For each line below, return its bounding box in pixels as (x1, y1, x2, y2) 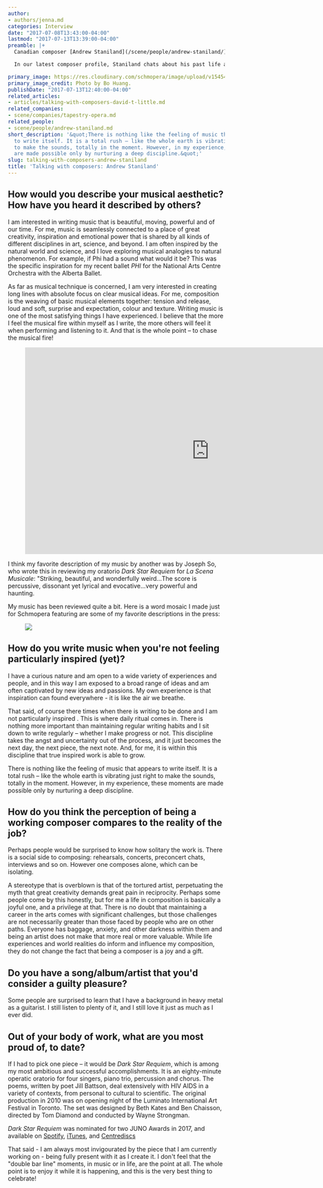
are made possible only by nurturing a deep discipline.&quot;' (14, 150, 202, 157)
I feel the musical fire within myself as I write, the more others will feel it (8, 318, 211, 327)
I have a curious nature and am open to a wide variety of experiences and (8, 671, 217, 679)
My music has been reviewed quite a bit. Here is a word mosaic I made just (8, 602, 220, 611)
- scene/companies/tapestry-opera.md (8, 112, 116, 119)
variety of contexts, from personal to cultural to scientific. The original (8, 1089, 207, 1097)
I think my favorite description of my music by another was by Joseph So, (8, 560, 217, 568)
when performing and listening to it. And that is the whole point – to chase (8, 326, 218, 334)
